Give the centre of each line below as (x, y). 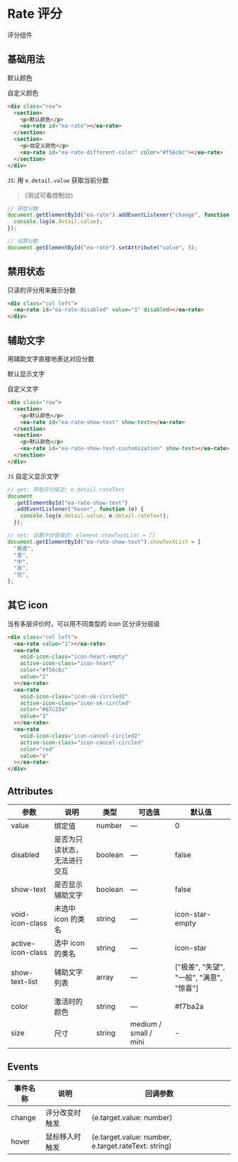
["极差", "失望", (200, 967)
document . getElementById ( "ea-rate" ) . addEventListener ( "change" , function (119, 215)
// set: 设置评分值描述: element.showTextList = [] (81, 535)
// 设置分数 (23, 241)
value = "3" (35, 716)
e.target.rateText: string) (132, 1146)
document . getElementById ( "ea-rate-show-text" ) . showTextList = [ (104, 542)
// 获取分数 (23, 208)
